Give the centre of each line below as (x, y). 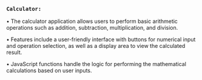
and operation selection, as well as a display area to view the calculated (96, 46)
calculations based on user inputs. (49, 71)
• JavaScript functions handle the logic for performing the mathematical (96, 64)
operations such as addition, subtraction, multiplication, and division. (92, 28)
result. (14, 52)
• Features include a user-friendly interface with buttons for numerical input (101, 39)
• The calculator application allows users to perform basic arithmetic (92, 21)
